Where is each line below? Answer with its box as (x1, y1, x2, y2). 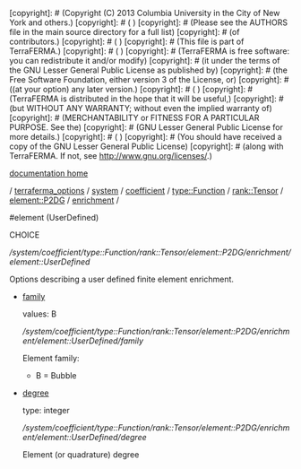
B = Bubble (35, 370, 78, 380)
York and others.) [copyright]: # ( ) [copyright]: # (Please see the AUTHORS (9, 17, 288, 28)
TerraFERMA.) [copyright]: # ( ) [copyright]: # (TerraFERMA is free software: (9, 46, 289, 56)
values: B (21, 308, 56, 319)
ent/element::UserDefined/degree (21, 432, 148, 442)
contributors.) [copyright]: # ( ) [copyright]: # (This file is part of (9, 36, 245, 47)
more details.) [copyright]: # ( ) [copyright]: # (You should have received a (9, 132, 282, 142)
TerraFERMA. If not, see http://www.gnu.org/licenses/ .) (9, 151, 212, 161)
